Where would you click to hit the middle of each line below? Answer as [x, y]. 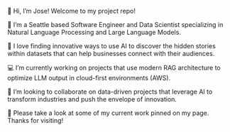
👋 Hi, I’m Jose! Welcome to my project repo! [72, 11]
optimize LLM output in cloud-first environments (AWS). [89, 78]
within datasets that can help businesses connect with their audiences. [111, 54]
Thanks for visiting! [35, 120]
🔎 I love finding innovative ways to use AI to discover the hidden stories [112, 46]
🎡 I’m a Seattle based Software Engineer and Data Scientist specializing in [115, 24]
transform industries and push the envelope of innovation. [92, 99]
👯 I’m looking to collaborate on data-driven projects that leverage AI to [110, 92]
